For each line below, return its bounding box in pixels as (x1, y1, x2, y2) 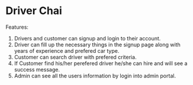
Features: (5, 23, 29, 30)
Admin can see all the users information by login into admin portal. (14, 72, 176, 79)
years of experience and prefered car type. (14, 47, 120, 54)
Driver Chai (5, 4, 63, 18)
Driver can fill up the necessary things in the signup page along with (14, 41, 181, 48)
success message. (14, 66, 60, 73)
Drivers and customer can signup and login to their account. (14, 35, 161, 42)
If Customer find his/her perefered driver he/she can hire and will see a (14, 60, 188, 67)
